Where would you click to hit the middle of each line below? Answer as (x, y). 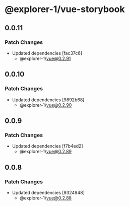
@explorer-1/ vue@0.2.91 (45, 58)
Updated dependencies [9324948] (48, 192)
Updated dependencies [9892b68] (48, 100)
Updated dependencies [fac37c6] (47, 53)
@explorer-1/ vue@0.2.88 (45, 198)
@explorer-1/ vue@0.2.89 (46, 152)
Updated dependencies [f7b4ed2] (48, 146)
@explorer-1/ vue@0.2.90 (46, 105)
